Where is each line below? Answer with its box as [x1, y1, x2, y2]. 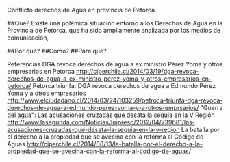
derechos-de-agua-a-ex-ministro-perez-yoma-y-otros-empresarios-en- [7, 75, 212, 83]
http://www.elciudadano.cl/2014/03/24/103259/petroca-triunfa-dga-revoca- [7, 96, 223, 105]
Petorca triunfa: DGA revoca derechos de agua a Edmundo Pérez [32, 82, 216, 90]
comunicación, [7, 33, 49, 42]
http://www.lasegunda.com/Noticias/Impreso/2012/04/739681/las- [7, 118, 195, 126]
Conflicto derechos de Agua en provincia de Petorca [7, 6, 155, 14]
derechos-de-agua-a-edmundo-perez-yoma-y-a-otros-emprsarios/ [7, 104, 199, 111]
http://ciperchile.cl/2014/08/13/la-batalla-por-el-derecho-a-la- [26, 140, 203, 148]
